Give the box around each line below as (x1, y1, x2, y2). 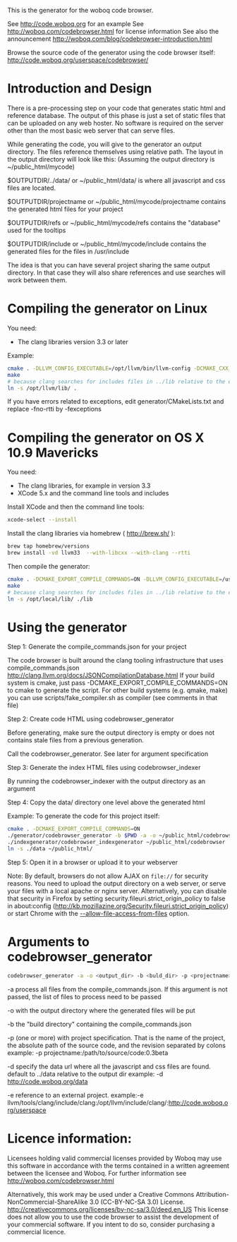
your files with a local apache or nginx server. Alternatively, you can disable (7, 886, 227, 895)
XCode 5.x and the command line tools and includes (17, 489, 169, 498)
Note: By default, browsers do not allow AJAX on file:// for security (7, 872, 209, 880)
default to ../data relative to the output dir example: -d (7, 1069, 164, 1078)
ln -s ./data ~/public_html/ (7, 845, 93, 852)
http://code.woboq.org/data (7, 1077, 88, 1085)
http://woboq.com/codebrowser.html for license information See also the (7, 28, 219, 35)
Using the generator (7, 619, 127, 635)
